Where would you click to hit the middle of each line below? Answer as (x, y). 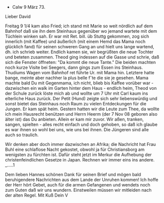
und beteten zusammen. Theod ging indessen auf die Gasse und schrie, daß (82, 57)
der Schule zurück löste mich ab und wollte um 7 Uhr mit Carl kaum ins (77, 93)
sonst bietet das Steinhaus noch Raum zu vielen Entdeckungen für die (76, 104)
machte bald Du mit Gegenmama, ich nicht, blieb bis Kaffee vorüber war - (79, 83)
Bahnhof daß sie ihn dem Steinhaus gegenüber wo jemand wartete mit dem (81, 31)
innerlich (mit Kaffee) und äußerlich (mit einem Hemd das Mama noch (75, 41)
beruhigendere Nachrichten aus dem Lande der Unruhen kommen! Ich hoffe (82, 180)
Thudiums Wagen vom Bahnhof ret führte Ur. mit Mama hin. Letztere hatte (80, 72)
